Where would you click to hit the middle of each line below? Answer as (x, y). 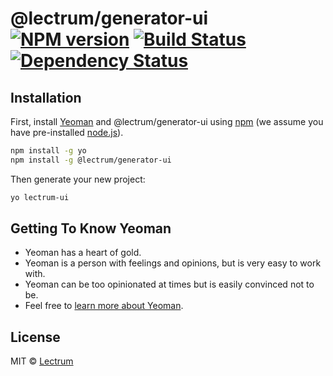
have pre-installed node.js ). (67, 132)
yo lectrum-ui (40, 197)
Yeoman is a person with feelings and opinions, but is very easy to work (173, 263)
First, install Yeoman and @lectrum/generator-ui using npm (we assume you (167, 121)
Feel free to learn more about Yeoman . (104, 306)
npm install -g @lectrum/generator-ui (91, 160)
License (35, 337)
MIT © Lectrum (42, 361)
